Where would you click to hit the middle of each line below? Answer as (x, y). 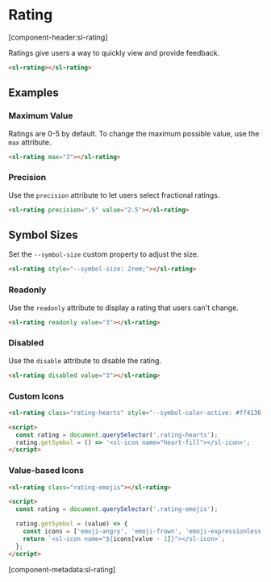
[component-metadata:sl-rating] (62, 569)
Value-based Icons (46, 471)
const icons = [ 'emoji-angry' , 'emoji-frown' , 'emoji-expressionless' (144, 532)
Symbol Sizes (43, 234)
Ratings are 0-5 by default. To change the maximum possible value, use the (134, 133)
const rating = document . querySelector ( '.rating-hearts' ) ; (117, 435)
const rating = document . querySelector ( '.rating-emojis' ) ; (117, 509)
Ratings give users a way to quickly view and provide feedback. (114, 52)
